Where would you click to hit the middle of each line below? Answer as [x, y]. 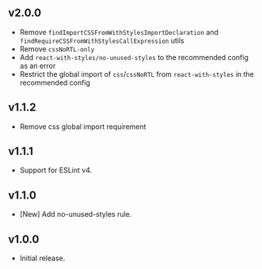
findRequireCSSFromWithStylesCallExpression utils [102, 40]
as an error [38, 66]
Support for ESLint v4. [56, 170]
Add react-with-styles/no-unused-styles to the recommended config [134, 57]
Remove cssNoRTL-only [57, 49]
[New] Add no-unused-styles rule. [76, 214]
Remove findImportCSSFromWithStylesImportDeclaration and [119, 32]
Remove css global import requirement [83, 127]
